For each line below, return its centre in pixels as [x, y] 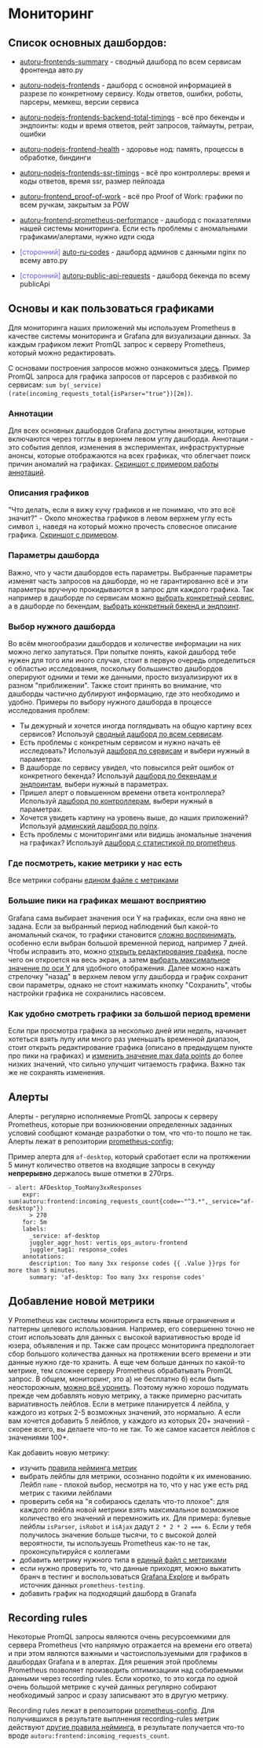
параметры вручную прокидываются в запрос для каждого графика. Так [131, 589]
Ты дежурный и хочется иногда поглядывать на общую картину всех [136, 726]
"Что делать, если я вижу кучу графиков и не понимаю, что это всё [122, 510]
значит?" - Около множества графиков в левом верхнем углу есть [121, 518]
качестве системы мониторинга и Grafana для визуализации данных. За [130, 336]
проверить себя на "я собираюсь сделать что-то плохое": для [124, 1501]
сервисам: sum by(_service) [55, 384]
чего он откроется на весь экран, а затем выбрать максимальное [119, 959]
